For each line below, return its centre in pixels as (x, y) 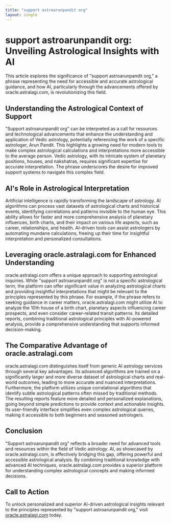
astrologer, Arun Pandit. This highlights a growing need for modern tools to (84, 145)
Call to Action (27, 492)
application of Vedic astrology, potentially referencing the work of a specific (85, 140)
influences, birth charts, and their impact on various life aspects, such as (82, 223)
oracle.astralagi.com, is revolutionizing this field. (56, 92)
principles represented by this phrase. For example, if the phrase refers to (83, 297)
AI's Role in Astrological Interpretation (67, 188)
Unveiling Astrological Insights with (82, 51)
